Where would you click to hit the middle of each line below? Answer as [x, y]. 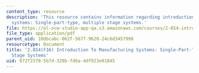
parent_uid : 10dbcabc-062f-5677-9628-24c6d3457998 [70, 39]
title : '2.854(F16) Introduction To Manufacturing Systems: [82, 50]
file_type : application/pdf [41, 34]
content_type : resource [36, 11]
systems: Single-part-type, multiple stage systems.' [79, 22]
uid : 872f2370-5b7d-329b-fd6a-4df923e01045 [61, 61]
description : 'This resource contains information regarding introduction [100, 17]
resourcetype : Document [36, 45]
